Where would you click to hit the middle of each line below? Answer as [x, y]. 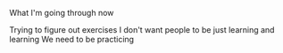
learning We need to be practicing [72, 39]
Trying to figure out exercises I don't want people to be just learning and [142, 30]
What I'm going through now [62, 13]
